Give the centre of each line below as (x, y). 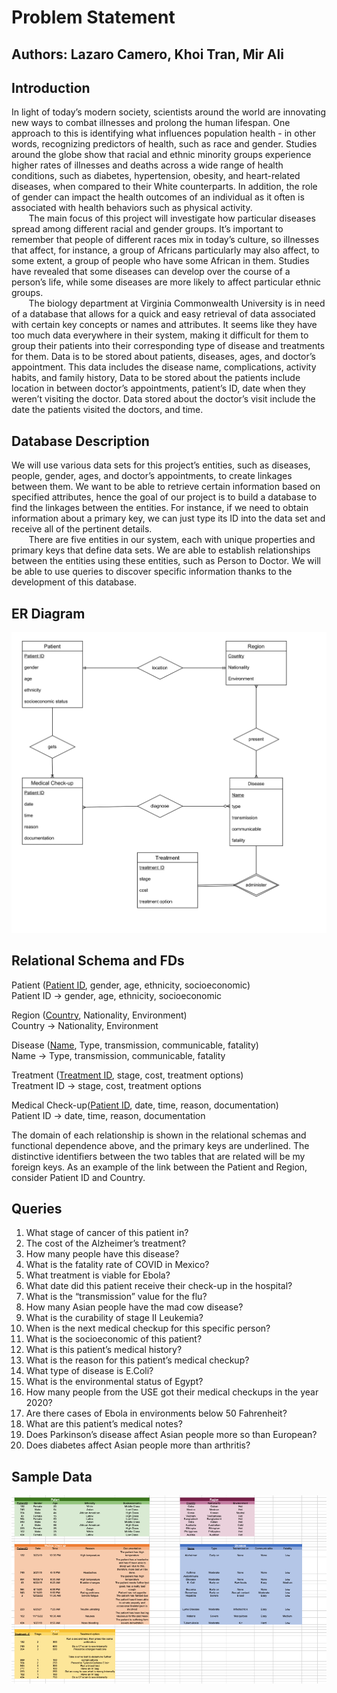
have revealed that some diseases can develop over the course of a (151, 272)
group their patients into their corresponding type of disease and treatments (168, 346)
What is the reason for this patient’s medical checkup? (137, 1360)
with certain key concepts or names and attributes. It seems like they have (164, 325)
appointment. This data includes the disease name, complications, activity (164, 367)
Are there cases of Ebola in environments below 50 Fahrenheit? (156, 1413)
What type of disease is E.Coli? (89, 1371)
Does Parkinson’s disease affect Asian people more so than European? (171, 1435)
